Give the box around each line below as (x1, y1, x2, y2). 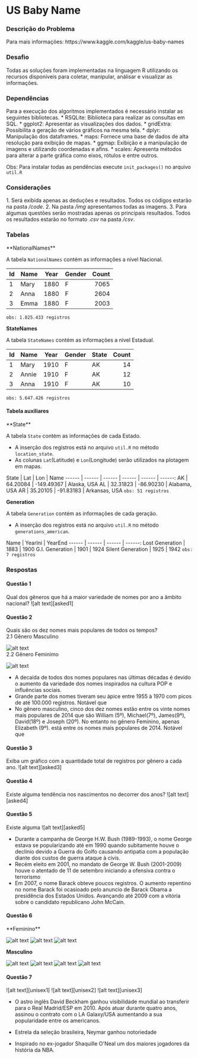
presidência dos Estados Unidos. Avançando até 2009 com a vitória (14, 892, 181, 899)
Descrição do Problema (6, 25, 75, 33)
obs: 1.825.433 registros (6, 314, 70, 320)
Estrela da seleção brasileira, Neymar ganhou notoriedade (14, 1029, 157, 1036)
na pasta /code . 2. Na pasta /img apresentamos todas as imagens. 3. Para (6, 203, 187, 210)
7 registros (6, 552, 36, 558)
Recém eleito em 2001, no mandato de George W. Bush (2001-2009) (14, 860, 182, 868)
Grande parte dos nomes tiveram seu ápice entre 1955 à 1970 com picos (14, 693, 192, 700)
